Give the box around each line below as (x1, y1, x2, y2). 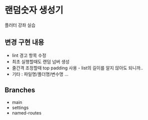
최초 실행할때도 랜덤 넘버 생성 (11, 58, 69, 64)
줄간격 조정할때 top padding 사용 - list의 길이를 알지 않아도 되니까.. (11, 64, 143, 70)
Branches (4, 86, 35, 94)
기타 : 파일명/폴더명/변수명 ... (11, 71, 68, 77)
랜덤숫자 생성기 (4, 4, 63, 16)
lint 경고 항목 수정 (11, 52, 46, 58)
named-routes (11, 109, 42, 115)
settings (11, 104, 29, 110)
